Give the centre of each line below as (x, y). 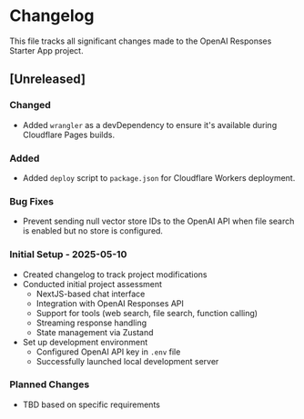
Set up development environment (85, 342)
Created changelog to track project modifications (115, 274)
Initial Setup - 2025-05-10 (68, 254)
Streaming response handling (91, 323)
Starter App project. (46, 50)
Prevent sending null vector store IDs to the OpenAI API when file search (158, 221)
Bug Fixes (32, 201)
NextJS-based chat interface (91, 294)
